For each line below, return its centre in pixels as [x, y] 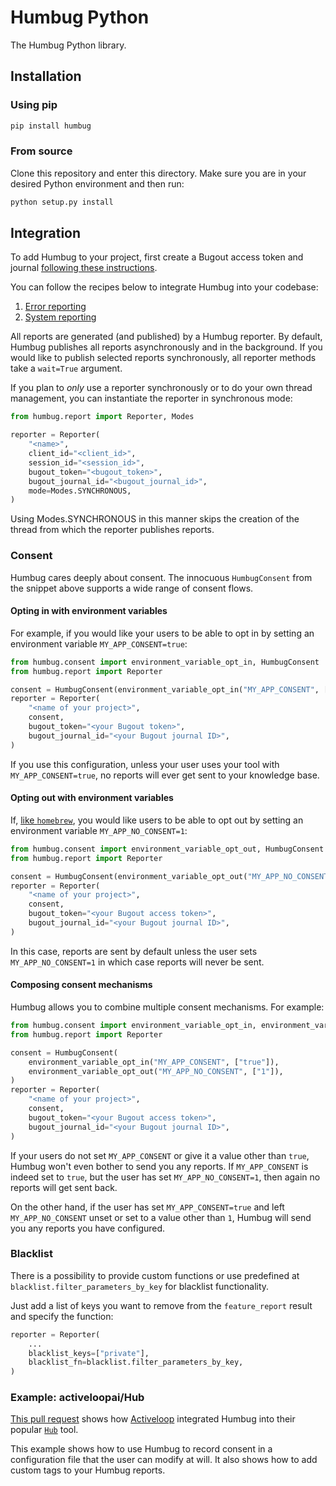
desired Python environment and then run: [97, 183]
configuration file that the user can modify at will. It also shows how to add [164, 1460]
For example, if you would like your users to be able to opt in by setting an [162, 633]
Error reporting [55, 307]
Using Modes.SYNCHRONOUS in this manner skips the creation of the [155, 519]
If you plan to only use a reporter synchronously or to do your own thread [161, 388]
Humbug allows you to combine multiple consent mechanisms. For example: [167, 1007]
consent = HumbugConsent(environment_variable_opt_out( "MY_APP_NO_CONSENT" [171, 876]
